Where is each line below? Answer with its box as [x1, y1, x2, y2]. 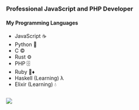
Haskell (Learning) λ [14, 75, 64, 82]
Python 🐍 [14, 41, 37, 48]
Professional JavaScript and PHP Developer [6, 5, 134, 13]
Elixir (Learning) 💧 [14, 81, 57, 88]
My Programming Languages [6, 19, 79, 26]
